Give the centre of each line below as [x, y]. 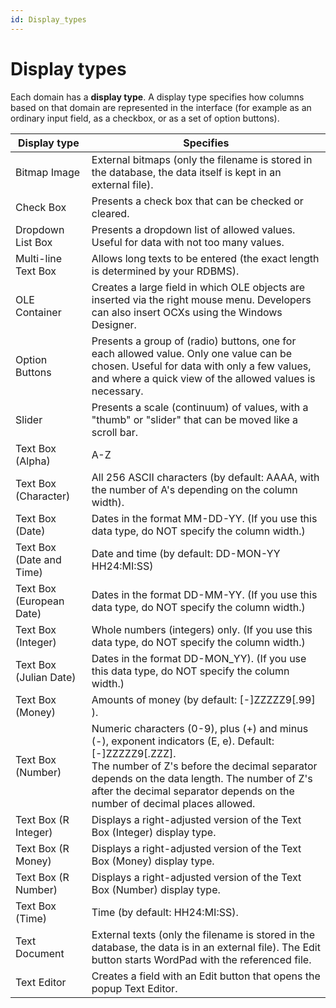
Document [40, 953]
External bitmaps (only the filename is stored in [202, 159]
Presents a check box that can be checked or [197, 201]
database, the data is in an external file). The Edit [206, 947]
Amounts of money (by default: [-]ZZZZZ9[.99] [203, 699]
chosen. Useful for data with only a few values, [201, 366]
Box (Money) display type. [153, 861]
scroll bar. [115, 432]
